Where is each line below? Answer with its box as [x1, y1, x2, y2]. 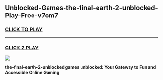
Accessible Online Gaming [5, 69, 60, 75]
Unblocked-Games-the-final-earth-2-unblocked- [5, 4, 158, 12]
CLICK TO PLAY [5, 26, 43, 33]
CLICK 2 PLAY [5, 44, 39, 51]
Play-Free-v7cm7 [5, 12, 59, 20]
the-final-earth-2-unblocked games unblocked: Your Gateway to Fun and [5, 64, 156, 70]
